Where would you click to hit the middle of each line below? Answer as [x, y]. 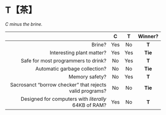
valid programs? [88, 91]
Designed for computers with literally [63, 99]
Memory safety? [87, 77]
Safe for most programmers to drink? [63, 61]
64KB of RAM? [89, 105]
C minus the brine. [24, 24]
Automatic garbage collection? [71, 69]
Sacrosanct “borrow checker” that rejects [58, 84]
